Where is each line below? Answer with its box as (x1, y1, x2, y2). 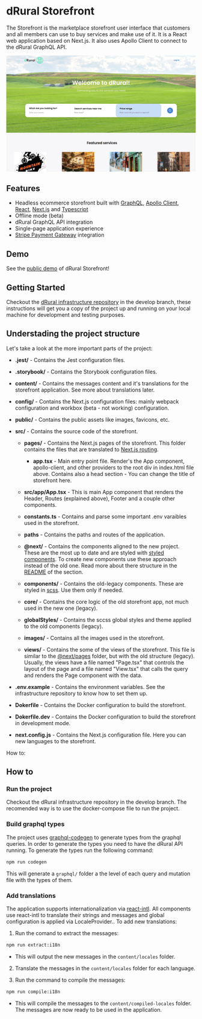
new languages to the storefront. (14, 737, 96, 744)
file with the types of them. (6, 876, 73, 883)
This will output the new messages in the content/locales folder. (14, 953, 176, 960)
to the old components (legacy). (23, 623, 103, 630)
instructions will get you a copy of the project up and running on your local (6, 305, 191, 312)
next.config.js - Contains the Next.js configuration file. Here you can (14, 731, 186, 738)
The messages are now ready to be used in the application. (14, 1006, 162, 1013)
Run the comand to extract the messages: (14, 929, 119, 936)
